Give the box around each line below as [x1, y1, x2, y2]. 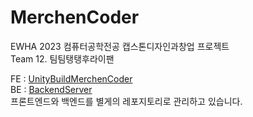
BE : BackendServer [10, 83, 93, 95]
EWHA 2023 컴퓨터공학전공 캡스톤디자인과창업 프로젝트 [10, 40, 230, 52]
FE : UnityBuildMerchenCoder [10, 72, 133, 85]
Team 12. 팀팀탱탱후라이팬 [10, 52, 115, 65]
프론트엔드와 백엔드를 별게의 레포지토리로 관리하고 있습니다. [10, 95, 243, 107]
